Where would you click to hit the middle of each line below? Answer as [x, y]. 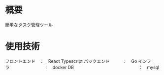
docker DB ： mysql [106, 67]
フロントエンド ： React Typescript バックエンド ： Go [71, 61]
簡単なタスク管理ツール [29, 25]
